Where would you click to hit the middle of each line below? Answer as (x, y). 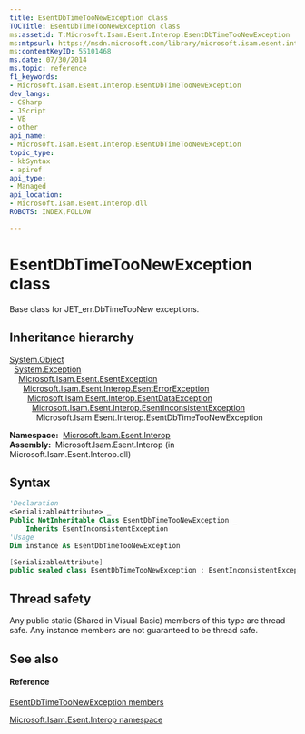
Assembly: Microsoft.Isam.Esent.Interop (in (92, 445)
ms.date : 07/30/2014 (49, 60)
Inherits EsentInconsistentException (97, 528)
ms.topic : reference (49, 69)
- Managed (28, 187)
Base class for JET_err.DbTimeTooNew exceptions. (104, 308)
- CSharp (26, 102)
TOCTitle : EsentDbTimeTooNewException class (95, 26)
